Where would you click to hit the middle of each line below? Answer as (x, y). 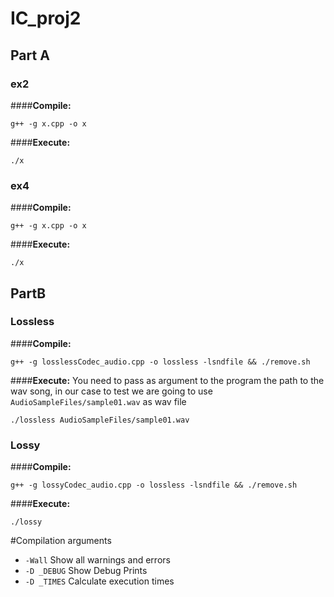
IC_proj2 (46, 18)
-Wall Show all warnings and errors (97, 560)
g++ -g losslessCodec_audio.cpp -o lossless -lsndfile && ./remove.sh (160, 362)
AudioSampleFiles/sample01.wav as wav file (98, 401)
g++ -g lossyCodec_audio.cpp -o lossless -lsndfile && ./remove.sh (154, 485)
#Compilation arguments (61, 541)
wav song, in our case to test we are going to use (111, 391)
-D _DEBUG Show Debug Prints (86, 571)
